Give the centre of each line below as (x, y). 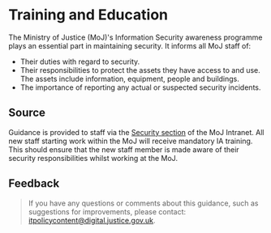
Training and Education (88, 15)
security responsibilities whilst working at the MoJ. (93, 158)
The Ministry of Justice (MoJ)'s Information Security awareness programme (135, 37)
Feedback (34, 184)
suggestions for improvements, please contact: (107, 211)
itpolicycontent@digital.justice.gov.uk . (92, 220)
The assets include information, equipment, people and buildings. (129, 78)
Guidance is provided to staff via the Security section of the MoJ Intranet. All (136, 132)
